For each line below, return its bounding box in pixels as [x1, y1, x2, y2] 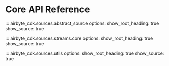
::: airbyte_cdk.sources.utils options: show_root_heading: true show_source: [5, 50, 164, 56]
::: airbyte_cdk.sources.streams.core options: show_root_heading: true [5, 35, 153, 41]
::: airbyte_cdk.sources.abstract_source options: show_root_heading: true [5, 20, 159, 26]
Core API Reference [5, 4, 90, 15]
